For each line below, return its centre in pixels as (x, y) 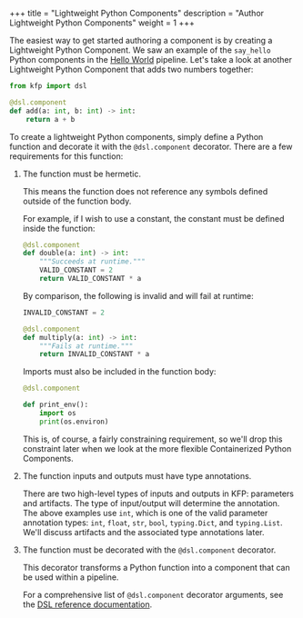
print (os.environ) (74, 422)
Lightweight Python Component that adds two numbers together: (131, 69)
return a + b (50, 119)
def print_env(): (56, 405)
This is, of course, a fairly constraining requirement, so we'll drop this (152, 439)
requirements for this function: (66, 156)
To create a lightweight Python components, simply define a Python (136, 136)
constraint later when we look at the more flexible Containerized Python (157, 448)
